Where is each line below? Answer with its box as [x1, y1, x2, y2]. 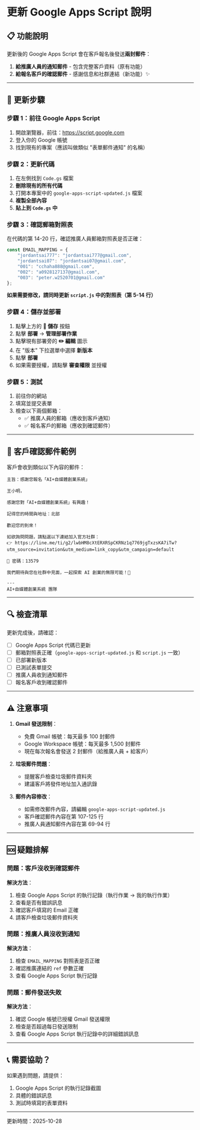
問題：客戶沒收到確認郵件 [7, 864, 80, 872]
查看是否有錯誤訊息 [15, 899, 63, 906]
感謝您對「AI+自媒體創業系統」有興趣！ [7, 499, 90, 505]
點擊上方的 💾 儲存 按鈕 [15, 322, 71, 329]
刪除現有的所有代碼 [15, 182, 63, 189]
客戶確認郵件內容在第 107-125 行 [24, 812, 104, 820]
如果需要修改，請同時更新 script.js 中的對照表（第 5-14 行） [7, 291, 157, 299]
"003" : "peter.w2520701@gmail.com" [17, 274, 106, 281]
